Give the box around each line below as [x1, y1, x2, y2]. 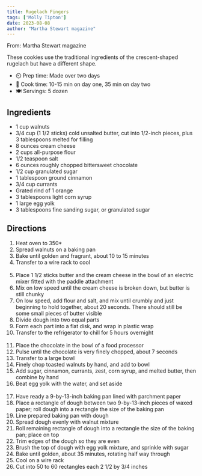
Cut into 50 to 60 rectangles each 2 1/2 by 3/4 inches [15, 463, 148, 470]
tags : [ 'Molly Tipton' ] [7, 14, 67, 20]
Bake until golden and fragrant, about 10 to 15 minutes [15, 252, 149, 259]
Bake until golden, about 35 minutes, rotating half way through [15, 450, 170, 457]
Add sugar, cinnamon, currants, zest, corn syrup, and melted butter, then [15, 367, 197, 374]
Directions [7, 224, 47, 234]
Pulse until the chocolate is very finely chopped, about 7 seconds [15, 348, 178, 355]
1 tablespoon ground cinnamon [15, 174, 93, 182]
